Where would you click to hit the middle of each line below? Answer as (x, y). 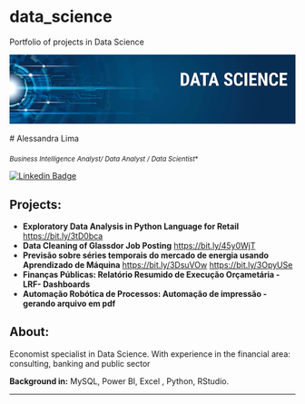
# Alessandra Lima (44, 139)
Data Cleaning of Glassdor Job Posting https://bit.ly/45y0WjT (139, 246)
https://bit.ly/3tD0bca (63, 236)
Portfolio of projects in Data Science (77, 42)
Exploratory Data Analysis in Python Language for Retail (130, 227)
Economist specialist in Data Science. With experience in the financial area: (150, 354)
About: (30, 332)
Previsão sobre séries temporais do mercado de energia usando (146, 255)
